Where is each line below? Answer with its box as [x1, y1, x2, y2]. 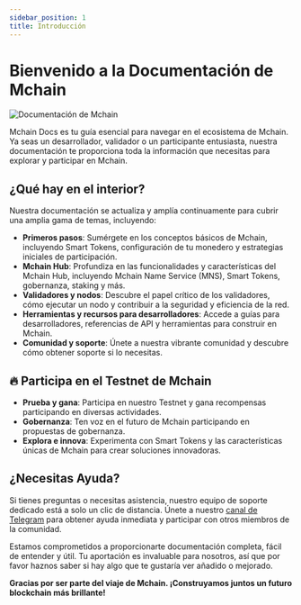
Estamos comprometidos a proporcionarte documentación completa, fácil [9, 541, 282, 552]
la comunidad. [9, 523, 62, 534]
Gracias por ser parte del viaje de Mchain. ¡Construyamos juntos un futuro [9, 577, 293, 588]
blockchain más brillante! [9, 587, 106, 598]
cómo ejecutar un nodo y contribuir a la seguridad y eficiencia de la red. [22, 299, 290, 311]
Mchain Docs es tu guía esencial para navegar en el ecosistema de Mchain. [9, 127, 289, 138]
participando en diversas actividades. [22, 407, 162, 418]
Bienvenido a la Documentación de [9, 60, 274, 81]
